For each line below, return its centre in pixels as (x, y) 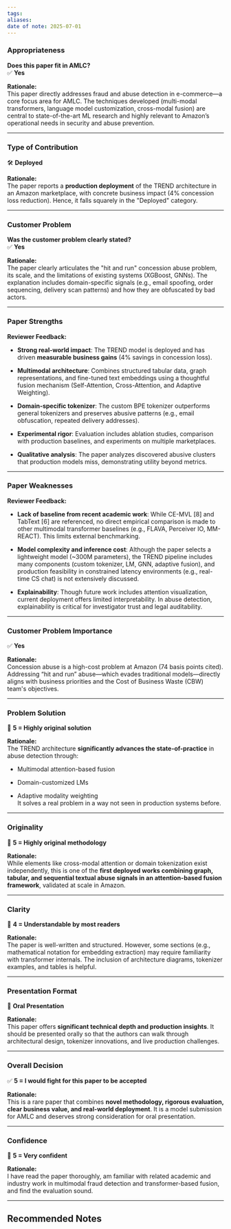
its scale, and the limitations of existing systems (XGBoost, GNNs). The (107, 275)
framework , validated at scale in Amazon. (66, 885)
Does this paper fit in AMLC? (49, 65)
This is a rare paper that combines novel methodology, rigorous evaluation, (115, 1102)
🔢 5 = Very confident (37, 1155)
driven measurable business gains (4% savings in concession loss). (114, 357)
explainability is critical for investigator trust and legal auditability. (110, 607)
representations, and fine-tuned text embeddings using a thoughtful (113, 378)
